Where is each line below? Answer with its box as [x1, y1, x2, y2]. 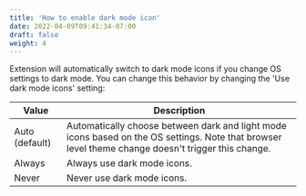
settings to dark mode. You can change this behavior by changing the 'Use [9, 73, 290, 84]
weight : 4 [9, 38, 47, 48]
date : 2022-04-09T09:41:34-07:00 [9, 22, 137, 31]
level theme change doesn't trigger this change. [66, 142, 271, 155]
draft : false [9, 30, 59, 39]
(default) [14, 137, 52, 150]
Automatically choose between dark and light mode [66, 120, 287, 132]
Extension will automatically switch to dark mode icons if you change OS [9, 64, 282, 74]
